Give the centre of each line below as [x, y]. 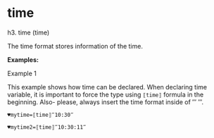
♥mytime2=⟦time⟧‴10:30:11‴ [47, 127]
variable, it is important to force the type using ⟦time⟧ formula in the [106, 94]
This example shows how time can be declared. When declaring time [107, 87]
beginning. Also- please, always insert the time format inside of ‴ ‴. [106, 102]
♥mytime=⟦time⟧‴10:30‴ [40, 115]
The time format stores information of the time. [75, 46]
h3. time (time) [29, 32]
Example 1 [22, 73]
